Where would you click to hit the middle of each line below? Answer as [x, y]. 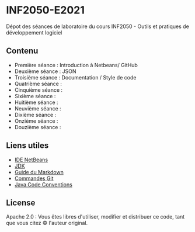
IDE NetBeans [31, 160]
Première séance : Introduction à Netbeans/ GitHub [76, 65]
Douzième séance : [38, 127]
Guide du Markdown [39, 172]
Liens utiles [27, 146]
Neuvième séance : [38, 108]
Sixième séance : [35, 96]
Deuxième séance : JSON [46, 71]
